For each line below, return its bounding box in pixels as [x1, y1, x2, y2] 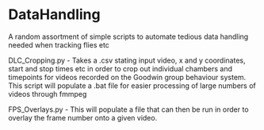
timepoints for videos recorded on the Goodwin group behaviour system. [8, 72, 247, 82]
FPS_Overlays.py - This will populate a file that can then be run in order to [8, 105, 249, 114]
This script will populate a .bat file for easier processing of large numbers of [8, 81, 256, 90]
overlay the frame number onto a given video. [8, 113, 158, 122]
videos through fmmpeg [8, 89, 87, 98]
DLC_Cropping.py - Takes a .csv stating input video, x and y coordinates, [8, 55, 246, 65]
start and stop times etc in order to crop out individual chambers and [8, 63, 232, 73]
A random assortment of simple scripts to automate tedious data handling [8, 32, 249, 41]
